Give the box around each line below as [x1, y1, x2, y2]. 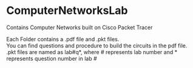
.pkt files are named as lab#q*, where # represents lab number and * [6, 48, 178, 55]
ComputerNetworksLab [6, 4, 128, 18]
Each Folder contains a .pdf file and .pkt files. [6, 35, 120, 42]
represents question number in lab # [6, 55, 97, 62]
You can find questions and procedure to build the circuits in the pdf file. [6, 42, 188, 49]
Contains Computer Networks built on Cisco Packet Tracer [6, 24, 153, 31]
